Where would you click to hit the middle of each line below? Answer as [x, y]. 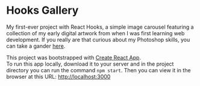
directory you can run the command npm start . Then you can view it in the [98, 70]
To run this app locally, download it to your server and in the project [90, 64]
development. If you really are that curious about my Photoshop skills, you [98, 39]
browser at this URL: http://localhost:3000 [58, 76]
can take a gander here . [36, 46]
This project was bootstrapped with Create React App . [74, 57]
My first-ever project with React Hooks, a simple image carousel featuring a [100, 27]
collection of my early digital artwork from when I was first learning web [95, 33]
